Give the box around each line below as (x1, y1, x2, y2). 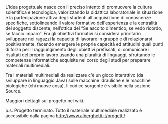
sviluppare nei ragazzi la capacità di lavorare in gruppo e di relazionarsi (5, 36, 152, 42)
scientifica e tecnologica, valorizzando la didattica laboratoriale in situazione (5, 9, 163, 15)
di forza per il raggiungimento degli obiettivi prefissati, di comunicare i (5, 47, 150, 52)
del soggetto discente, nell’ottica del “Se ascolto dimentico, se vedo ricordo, (5, 25, 163, 31)
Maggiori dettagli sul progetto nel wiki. (5, 98, 85, 104)
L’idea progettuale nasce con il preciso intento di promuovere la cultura (5, 4, 152, 10)
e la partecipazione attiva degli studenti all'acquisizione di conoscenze (5, 15, 151, 20)
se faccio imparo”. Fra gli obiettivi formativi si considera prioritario (5, 31, 141, 36)
